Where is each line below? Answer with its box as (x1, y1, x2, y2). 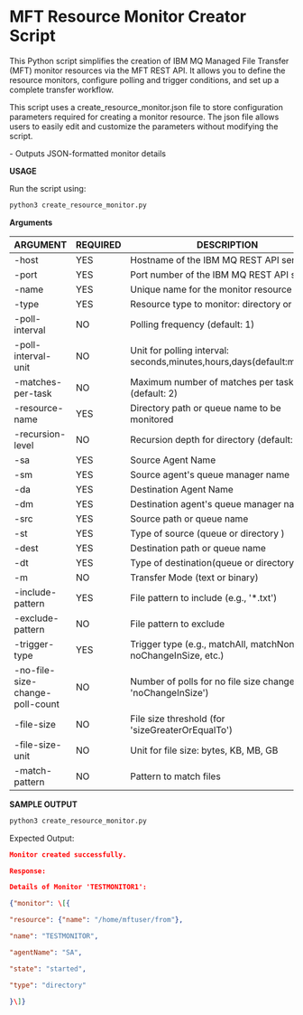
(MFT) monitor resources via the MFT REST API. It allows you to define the (9, 65, 286, 76)
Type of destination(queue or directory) (130, 556, 298, 569)
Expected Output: (9, 832, 75, 843)
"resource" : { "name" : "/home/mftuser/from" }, (9, 916, 183, 925)
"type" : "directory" (9, 981, 87, 990)
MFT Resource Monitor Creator (9, 6, 247, 27)
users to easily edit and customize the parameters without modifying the (9, 120, 279, 132)
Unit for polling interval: (130, 343, 230, 356)
